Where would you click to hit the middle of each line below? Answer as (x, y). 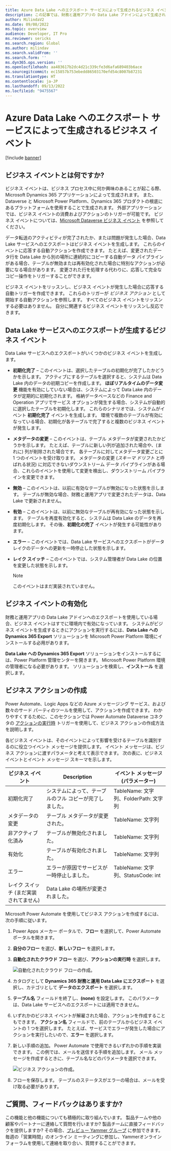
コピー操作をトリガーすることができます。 (50, 276)
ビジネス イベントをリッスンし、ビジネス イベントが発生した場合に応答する (84, 287)
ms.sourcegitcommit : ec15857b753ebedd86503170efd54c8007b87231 (74, 72)
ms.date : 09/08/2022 (27, 24)
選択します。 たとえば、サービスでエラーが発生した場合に (100, 1028)
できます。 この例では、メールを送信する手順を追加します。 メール (82, 1052)
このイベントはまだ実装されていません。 (55, 586)
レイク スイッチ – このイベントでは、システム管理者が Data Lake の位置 (87, 559)
